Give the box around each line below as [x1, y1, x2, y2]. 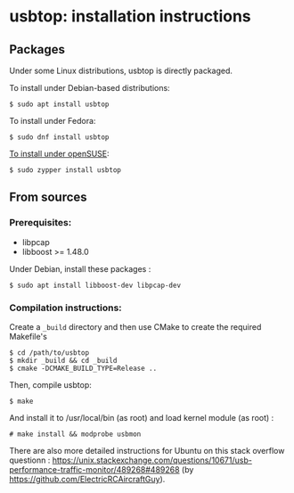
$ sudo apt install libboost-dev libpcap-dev [9, 281, 181, 290]
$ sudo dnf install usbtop [9, 133, 110, 142]
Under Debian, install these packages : [9, 263, 151, 274]
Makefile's [9, 331, 47, 341]
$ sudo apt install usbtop [9, 100, 110, 109]
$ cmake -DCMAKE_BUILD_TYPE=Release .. [9, 364, 158, 373]
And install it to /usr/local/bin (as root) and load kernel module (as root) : [9, 412, 274, 423]
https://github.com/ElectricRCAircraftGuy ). [9, 473, 166, 484]
